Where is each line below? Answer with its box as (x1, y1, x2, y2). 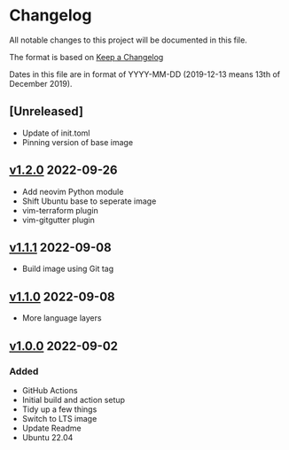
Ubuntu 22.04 (21, 431, 74, 443)
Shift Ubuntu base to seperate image (21, 196, 157, 206)
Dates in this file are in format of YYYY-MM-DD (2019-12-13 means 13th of (9, 68, 281, 80)
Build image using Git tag (21, 263, 114, 275)
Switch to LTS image (21, 413, 98, 423)
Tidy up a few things (21, 404, 98, 415)
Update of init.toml (21, 128, 90, 138)
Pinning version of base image (21, 136, 134, 147)
